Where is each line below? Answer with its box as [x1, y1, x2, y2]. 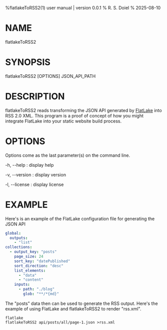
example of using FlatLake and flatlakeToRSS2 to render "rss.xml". [5, 305, 141, 311]
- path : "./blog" [18, 287, 55, 292]
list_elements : [14, 268, 46, 273]
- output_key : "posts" [9, 249, 57, 255]
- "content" [18, 277, 43, 282]
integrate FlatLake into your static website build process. [5, 118, 121, 124]
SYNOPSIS [5, 57, 51, 68]
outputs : [9, 235, 28, 241]
